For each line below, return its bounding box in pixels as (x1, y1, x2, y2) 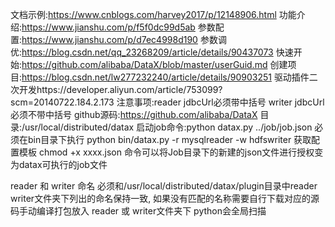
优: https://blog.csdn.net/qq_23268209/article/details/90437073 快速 (10, 46, 294, 58)
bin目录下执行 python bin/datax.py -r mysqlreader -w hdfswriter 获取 (27, 134, 312, 145)
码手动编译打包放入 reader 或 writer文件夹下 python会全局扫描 (10, 205, 267, 217)
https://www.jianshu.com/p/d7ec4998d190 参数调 (21, 34, 227, 45)
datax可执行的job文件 (18, 159, 108, 170)
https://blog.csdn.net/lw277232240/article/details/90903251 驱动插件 (21, 71, 310, 83)
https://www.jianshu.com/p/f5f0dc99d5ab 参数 (21, 21, 216, 33)
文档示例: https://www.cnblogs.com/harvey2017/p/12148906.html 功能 (10, 9, 297, 20)
